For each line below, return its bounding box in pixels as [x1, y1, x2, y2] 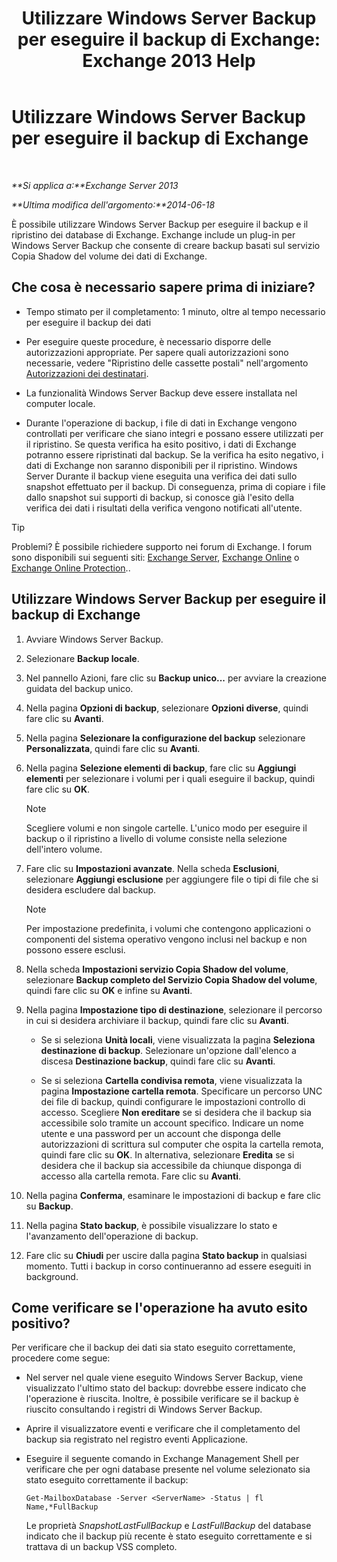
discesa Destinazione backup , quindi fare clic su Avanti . [40, 1055, 276, 1067]
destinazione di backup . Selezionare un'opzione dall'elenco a [40, 1044, 297, 1056]
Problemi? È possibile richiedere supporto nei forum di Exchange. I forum [11, 540, 313, 552]
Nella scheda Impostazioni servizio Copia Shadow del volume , [25, 963, 289, 975]
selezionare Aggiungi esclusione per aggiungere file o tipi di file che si [25, 873, 319, 885]
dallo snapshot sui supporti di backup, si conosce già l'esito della [25, 491, 295, 503]
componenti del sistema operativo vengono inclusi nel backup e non [25, 933, 308, 945]
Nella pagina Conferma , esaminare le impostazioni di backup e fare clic [25, 1189, 321, 1201]
